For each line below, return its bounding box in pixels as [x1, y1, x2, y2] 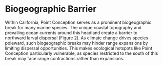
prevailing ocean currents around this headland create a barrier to [5, 30, 138, 35]
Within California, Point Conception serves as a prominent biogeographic [5, 19, 152, 25]
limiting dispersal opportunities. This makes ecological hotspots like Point [5, 45, 153, 51]
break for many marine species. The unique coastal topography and [5, 24, 142, 30]
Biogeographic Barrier [5, 3, 97, 15]
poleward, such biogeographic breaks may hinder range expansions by [5, 40, 148, 46]
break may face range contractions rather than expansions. [5, 55, 124, 61]
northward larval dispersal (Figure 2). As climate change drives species [5, 35, 148, 41]
